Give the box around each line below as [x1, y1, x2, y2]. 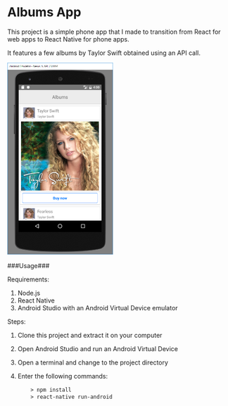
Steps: [7, 317, 26, 326]
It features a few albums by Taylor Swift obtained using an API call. [7, 49, 201, 57]
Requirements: [7, 275, 49, 284]
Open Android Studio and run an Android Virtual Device [17, 344, 178, 353]
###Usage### [7, 261, 50, 269]
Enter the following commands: [17, 372, 108, 380]
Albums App [7, 4, 82, 20]
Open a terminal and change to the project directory [17, 358, 169, 367]
